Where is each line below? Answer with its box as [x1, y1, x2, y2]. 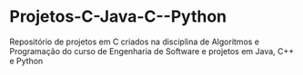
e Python [9, 55, 44, 66]
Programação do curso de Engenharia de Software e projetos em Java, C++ [9, 45, 295, 56]
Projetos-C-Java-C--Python [9, 6, 227, 27]
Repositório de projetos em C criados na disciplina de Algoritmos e [9, 36, 260, 47]
